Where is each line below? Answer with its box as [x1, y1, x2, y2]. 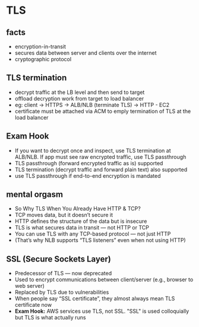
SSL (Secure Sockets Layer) [6, 254, 111, 264]
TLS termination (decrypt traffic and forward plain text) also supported [14, 166, 188, 173]
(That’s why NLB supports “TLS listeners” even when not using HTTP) [14, 237, 186, 244]
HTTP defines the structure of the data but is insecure [14, 218, 147, 225]
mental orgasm [6, 190, 64, 200]
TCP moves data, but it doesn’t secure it [14, 212, 113, 219]
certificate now [14, 301, 52, 309]
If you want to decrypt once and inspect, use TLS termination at [14, 147, 171, 154]
